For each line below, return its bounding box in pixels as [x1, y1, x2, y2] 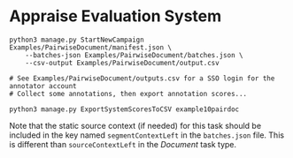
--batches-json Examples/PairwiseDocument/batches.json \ [25, 50, 243, 59]
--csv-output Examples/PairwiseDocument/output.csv [25, 58, 220, 67]
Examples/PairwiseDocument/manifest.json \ [9, 42, 173, 52]
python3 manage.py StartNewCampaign [9, 35, 144, 44]
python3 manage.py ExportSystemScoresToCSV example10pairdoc [9, 104, 240, 114]
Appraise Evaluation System [9, 6, 222, 26]
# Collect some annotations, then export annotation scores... [9, 89, 248, 98]
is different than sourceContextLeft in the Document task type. [9, 139, 237, 149]
